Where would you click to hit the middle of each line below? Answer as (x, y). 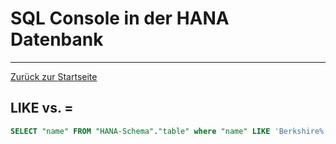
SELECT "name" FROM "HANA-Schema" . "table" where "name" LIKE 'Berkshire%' (169, 131)
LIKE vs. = (42, 108)
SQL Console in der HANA (120, 18)
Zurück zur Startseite (54, 76)
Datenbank (57, 39)
